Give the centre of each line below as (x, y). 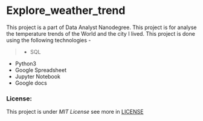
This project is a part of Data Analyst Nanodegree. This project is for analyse (101, 27)
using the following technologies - (49, 40)
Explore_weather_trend (66, 11)
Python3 (25, 64)
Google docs (31, 83)
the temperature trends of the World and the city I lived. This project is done (101, 33)
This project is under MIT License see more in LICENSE (75, 112)
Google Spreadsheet (41, 70)
